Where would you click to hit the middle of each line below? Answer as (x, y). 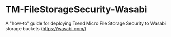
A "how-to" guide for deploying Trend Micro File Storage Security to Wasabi (85, 23)
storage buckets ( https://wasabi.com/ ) (46, 28)
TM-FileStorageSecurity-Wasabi (76, 9)
